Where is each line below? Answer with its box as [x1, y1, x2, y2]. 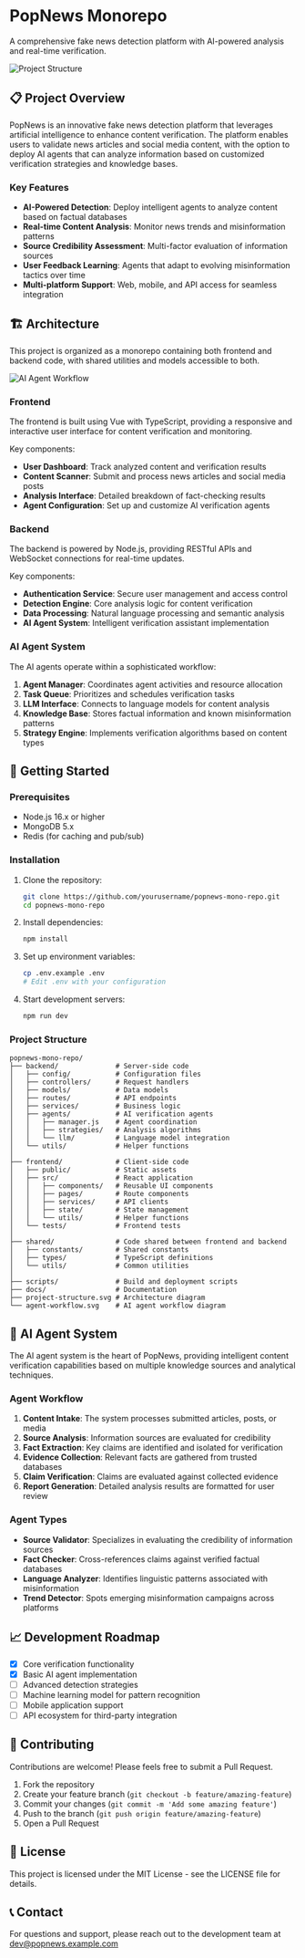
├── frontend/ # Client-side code [9, 1158, 189, 1167]
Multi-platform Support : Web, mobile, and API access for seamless [22, 279, 278, 290]
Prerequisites [9, 791, 70, 804]
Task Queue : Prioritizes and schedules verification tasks [22, 688, 235, 699]
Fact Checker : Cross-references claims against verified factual [22, 1553, 259, 1565]
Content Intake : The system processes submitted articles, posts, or [22, 1413, 277, 1424]
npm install [22, 934, 68, 944]
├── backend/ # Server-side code [9, 1062, 189, 1071]
